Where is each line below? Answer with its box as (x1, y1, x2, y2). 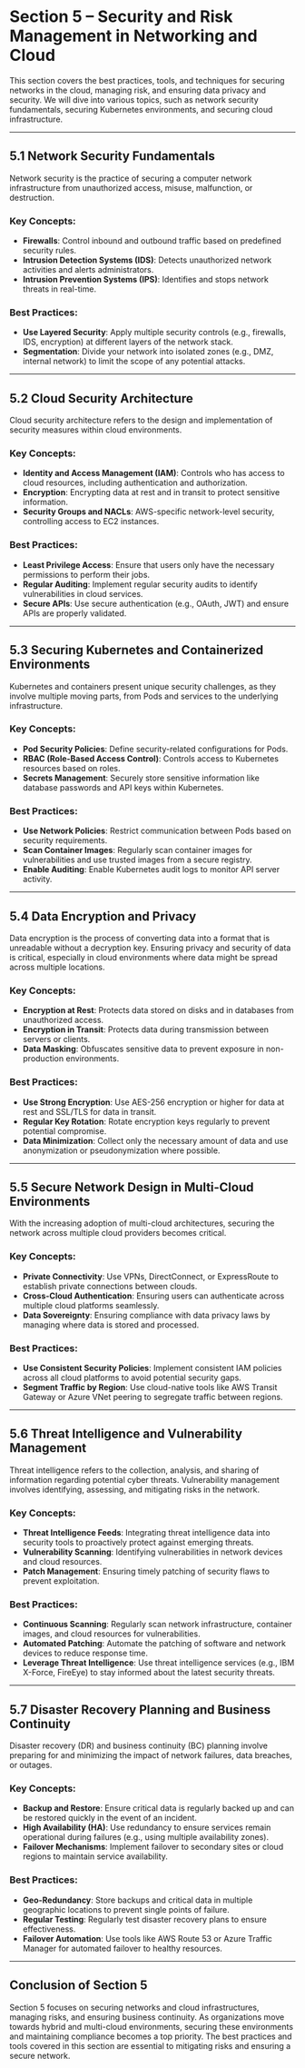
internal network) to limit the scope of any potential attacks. (22, 356, 246, 367)
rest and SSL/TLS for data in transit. (22, 1106, 157, 1117)
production (22, 1053, 64, 1064)
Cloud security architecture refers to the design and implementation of (9, 415, 273, 426)
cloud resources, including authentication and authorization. (22, 477, 248, 488)
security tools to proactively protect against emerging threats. (22, 1537, 254, 1548)
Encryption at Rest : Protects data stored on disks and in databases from (22, 1005, 294, 1016)
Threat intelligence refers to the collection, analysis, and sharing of (9, 1465, 260, 1476)
